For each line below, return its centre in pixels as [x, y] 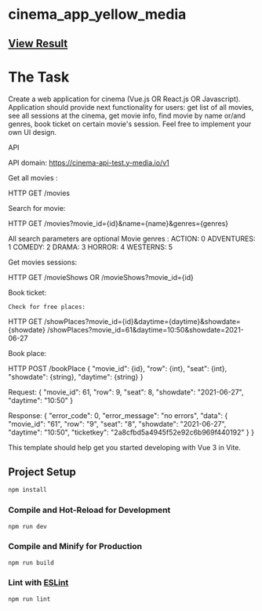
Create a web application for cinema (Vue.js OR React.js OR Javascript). [124, 99]
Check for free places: [47, 307]
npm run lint [29, 599]
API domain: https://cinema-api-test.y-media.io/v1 [89, 162]
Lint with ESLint [38, 583]
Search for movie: [37, 208]
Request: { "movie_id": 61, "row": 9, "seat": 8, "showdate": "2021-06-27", [126, 392]
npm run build [31, 562]
